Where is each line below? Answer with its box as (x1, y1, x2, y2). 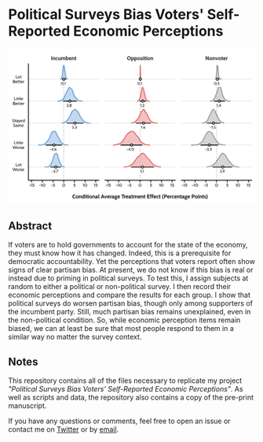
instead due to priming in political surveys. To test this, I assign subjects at (8, 273, 249, 283)
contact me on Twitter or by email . (8, 425, 119, 434)
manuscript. (8, 401, 47, 410)
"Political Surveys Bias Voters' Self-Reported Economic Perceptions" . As (8, 384, 243, 394)
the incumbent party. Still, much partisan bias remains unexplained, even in (8, 307, 251, 317)
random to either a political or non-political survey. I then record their (8, 282, 232, 292)
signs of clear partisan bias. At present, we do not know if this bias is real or (8, 266, 254, 275)
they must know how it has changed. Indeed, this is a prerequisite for (8, 248, 232, 258)
